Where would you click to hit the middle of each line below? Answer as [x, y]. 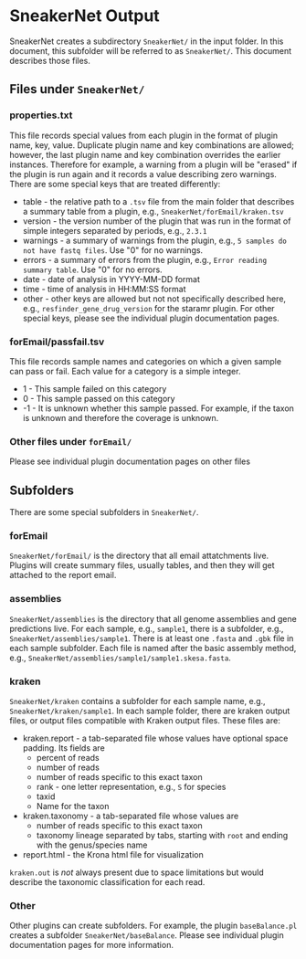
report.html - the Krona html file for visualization [113, 854]
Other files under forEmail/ [71, 441]
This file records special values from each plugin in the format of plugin [144, 135]
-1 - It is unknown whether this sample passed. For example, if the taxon [158, 408]
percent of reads [68, 757]
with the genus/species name [92, 845]
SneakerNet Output [84, 16]
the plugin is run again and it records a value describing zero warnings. [143, 174]
